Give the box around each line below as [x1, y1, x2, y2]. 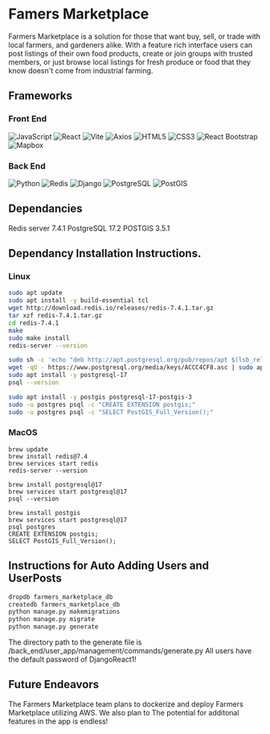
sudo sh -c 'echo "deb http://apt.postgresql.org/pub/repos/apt [8, 356, 228, 364]
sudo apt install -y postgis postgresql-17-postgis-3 [8, 392, 193, 401]
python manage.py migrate [8, 616, 95, 624]
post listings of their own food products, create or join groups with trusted [8, 48, 253, 58]
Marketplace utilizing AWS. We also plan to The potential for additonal [8, 707, 239, 717]
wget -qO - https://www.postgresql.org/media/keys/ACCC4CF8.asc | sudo [8, 363, 253, 371]
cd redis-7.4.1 [8, 319, 59, 327]
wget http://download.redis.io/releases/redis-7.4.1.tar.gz [8, 304, 215, 313]
